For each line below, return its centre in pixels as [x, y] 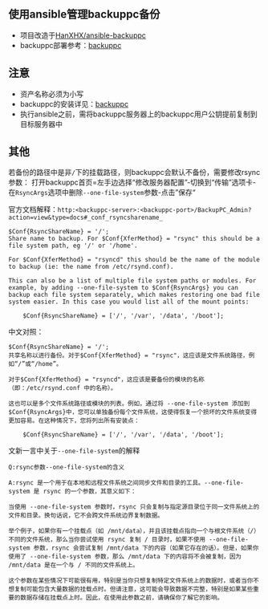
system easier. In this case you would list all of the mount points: [129, 302]
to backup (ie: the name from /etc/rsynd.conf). [91, 267]
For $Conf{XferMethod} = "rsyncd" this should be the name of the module [134, 260]
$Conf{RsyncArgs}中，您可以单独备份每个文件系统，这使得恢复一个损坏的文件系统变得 [133, 412]
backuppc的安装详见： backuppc [74, 104]
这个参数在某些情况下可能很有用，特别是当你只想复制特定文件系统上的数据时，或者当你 [131, 581]
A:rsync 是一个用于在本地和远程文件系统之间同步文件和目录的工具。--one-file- [126, 483]
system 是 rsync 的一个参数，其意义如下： [72, 492]
